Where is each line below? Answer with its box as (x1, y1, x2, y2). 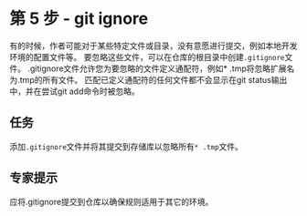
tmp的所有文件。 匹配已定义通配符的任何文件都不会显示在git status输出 (19, 74, 288, 85)
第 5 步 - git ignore (9, 8, 149, 29)
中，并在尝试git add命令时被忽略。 (9, 86, 140, 97)
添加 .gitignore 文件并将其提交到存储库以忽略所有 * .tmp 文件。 (9, 140, 244, 151)
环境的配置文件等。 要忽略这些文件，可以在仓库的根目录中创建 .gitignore (9, 51, 285, 62)
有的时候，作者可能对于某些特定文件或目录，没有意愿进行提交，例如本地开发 (9, 40, 298, 51)
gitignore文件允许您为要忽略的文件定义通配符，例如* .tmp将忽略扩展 (29, 63, 287, 74)
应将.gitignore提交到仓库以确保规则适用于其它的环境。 (9, 196, 214, 207)
